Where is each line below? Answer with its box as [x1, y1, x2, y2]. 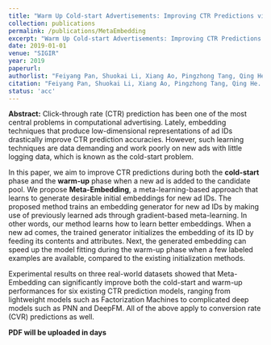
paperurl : [8, 65, 42, 73]
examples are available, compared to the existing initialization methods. [8, 254, 246, 263]
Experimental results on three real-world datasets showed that [8, 269, 216, 279]
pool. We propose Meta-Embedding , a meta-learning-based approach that [8, 185, 258, 195]
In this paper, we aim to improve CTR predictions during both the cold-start [8, 167, 260, 178]
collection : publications [8, 19, 95, 27]
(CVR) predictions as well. [8, 312, 95, 322]
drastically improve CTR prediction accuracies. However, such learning [8, 135, 244, 145]
